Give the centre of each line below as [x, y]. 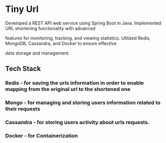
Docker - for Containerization [42, 136]
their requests [23, 109]
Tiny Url [22, 9]
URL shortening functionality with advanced [50, 28]
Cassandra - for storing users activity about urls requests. [77, 122]
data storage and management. [37, 53]
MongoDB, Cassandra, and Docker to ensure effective [61, 43]
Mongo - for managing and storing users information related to [83, 102]
